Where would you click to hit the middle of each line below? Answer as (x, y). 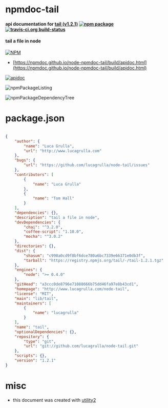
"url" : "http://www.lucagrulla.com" (63, 151)
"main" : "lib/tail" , (36, 298)
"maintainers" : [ (33, 303)
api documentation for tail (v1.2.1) (42, 24)
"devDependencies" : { (37, 222)
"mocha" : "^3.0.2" (43, 237)
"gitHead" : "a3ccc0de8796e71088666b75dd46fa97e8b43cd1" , (77, 284)
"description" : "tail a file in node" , (57, 217)
